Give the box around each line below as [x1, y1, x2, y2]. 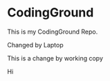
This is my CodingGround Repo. [7, 27, 98, 36]
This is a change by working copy [7, 54, 104, 62]
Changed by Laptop [7, 40, 64, 49]
